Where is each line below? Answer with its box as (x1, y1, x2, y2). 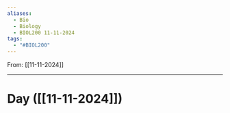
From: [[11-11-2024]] (7, 61, 64, 68)
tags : (7, 36, 23, 42)
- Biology (13, 23, 41, 29)
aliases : (7, 10, 32, 17)
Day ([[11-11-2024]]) (7, 91, 123, 107)
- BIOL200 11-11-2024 (13, 29, 75, 36)
